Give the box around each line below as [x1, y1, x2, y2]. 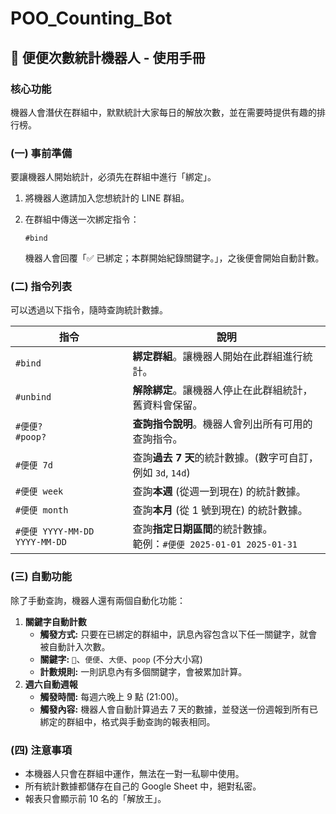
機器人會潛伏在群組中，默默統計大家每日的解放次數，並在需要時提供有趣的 [10, 106, 317, 118]
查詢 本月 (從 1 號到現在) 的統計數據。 [132, 503, 308, 517]
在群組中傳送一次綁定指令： [24, 213, 140, 226]
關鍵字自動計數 [24, 615, 87, 627]
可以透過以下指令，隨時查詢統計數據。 [10, 304, 168, 316]
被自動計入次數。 [39, 640, 111, 652]
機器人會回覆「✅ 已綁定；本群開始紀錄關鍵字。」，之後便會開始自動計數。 [24, 252, 325, 264]
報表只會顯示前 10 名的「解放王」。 [24, 793, 167, 805]
